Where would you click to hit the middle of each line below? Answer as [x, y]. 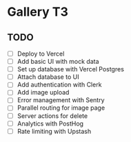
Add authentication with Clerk [59, 85]
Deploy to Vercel [41, 54]
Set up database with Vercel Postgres [70, 69]
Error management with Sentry [61, 100]
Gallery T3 [38, 12]
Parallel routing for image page [61, 108]
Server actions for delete [52, 116]
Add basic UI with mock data [58, 62]
